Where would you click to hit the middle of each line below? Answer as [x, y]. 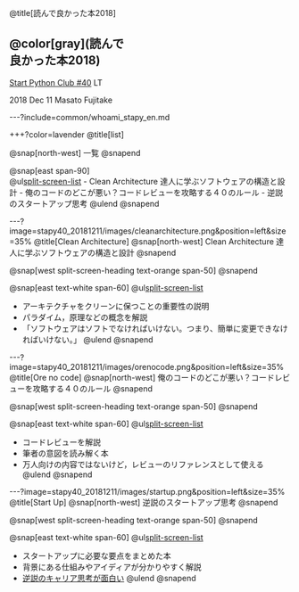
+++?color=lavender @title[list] [67, 134]
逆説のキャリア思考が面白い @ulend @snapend [109, 578]
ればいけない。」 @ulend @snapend [87, 339]
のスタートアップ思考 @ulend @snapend [84, 203]
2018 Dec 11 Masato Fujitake [61, 100]
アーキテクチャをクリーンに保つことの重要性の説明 [116, 306]
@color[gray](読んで [67, 44]
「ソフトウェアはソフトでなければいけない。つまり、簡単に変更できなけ [155, 328]
